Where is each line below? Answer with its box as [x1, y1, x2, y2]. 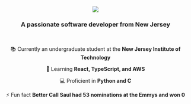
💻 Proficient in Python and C [59, 77, 132, 84]
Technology [80, 54, 111, 61]
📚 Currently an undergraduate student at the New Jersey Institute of [10, 45, 181, 53]
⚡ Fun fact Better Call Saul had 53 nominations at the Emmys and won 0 [5, 92, 186, 99]
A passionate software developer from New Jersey [20, 21, 171, 29]
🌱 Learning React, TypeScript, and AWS [46, 66, 145, 73]
